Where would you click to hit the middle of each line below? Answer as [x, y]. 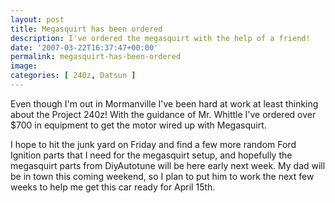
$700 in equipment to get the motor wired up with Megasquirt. [138, 125]
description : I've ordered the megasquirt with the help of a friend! [160, 38]
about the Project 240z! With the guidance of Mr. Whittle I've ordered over [163, 114]
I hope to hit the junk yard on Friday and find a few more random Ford [153, 144]
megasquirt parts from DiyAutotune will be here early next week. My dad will [168, 165]
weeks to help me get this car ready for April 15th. [113, 187]
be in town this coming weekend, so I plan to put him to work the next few [162, 176]
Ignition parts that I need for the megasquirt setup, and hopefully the [151, 155]
